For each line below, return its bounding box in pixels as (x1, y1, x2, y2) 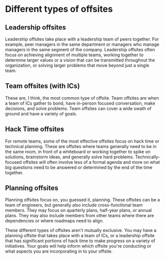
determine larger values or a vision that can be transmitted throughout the (5, 57, 155, 63)
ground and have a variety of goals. (5, 111, 77, 116)
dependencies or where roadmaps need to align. (5, 218, 104, 224)
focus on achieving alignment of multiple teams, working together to (5, 52, 144, 58)
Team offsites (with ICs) (5, 82, 80, 90)
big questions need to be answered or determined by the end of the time (5, 164, 153, 170)
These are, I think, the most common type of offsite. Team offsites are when (5, 95, 159, 101)
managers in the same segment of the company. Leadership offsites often (5, 47, 155, 52)
